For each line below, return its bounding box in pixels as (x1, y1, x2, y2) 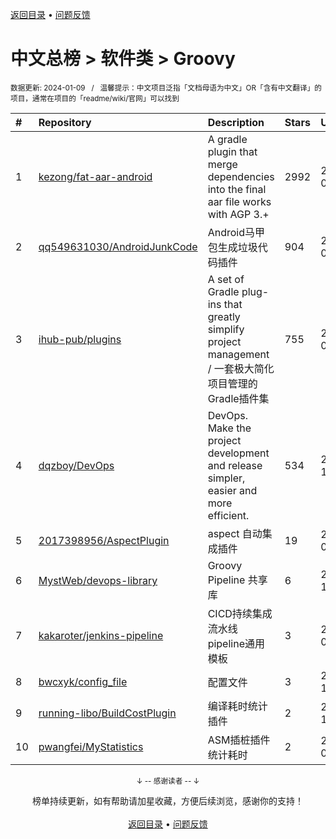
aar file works (207, 194, 272, 208)
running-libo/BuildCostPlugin (38, 706, 177, 720)
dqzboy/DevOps (38, 458, 115, 472)
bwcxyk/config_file (38, 674, 128, 688)
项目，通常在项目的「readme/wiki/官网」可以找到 (10, 93, 180, 103)
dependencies (207, 169, 275, 183)
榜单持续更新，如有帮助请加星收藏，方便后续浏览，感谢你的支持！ (32, 794, 304, 807)
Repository (38, 115, 92, 129)
